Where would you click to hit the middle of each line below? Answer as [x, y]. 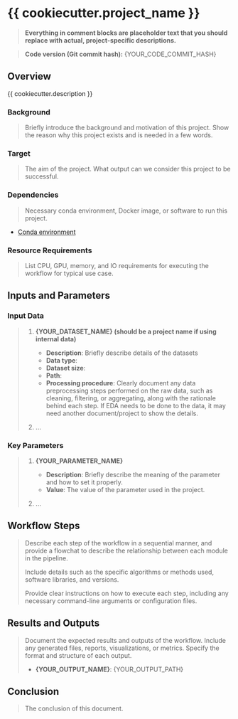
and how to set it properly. [84, 482]
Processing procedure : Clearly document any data [121, 383]
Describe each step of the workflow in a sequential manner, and [118, 543]
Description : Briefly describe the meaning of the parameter [133, 474]
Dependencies [33, 195]
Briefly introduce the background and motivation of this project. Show [127, 128]
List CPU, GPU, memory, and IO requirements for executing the [117, 265]
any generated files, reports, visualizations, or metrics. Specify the [122, 648]
